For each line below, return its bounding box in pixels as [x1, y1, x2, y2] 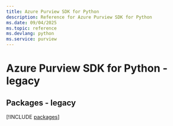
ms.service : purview [6, 36, 57, 42]
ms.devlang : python [6, 31, 55, 37]
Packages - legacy [6, 98, 76, 108]
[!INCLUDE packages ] [6, 114, 60, 120]
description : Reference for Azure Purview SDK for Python [6, 14, 152, 20]
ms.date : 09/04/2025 [6, 20, 57, 25]
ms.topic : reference [6, 25, 57, 31]
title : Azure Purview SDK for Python [6, 8, 100, 15]
